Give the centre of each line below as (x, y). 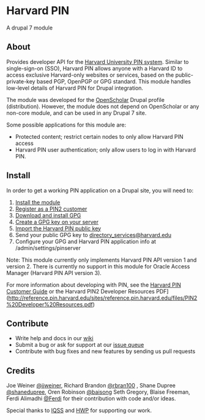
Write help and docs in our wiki (54, 338)
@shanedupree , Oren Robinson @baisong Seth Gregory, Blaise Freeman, (99, 392)
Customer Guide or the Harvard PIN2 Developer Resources (80, 291)
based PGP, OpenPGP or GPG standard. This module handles (114, 81)
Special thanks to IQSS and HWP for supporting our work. (79, 410)
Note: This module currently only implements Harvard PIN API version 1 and (102, 260)
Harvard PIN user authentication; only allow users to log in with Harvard (106, 150)
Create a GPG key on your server (57, 222)
